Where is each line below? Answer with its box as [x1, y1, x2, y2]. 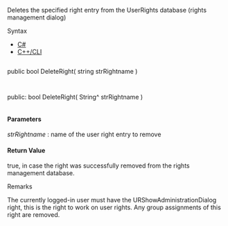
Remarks [7, 182, 33, 191]
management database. [7, 169, 75, 177]
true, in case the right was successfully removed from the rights [7, 161, 190, 170]
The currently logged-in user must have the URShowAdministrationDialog [7, 196, 217, 204]
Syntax [7, 27, 28, 35]
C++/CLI [17, 48, 42, 56]
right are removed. [7, 211, 60, 219]
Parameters [7, 115, 42, 123]
